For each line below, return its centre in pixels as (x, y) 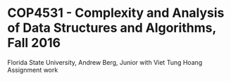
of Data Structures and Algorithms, (112, 28)
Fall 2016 (34, 43)
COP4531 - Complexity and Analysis (116, 13)
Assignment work (33, 70)
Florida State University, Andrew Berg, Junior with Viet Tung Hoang (105, 62)
